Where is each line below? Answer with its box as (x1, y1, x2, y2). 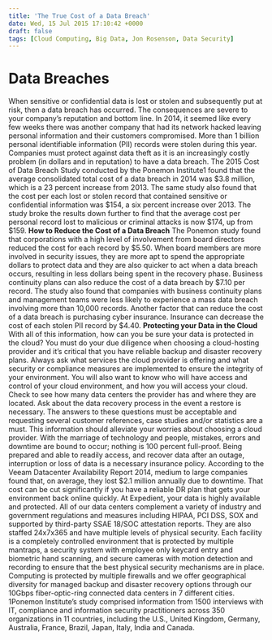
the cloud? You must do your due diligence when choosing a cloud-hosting (8, 338, 260, 348)
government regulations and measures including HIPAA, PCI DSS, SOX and (8, 511, 258, 521)
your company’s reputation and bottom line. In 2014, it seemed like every (8, 114, 252, 123)
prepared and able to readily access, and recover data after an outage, (8, 450, 245, 460)
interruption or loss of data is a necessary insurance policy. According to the (8, 459, 265, 469)
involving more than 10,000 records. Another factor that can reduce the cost (8, 304, 263, 314)
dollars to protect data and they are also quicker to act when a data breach (8, 261, 258, 270)
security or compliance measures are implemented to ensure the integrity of (8, 364, 264, 374)
